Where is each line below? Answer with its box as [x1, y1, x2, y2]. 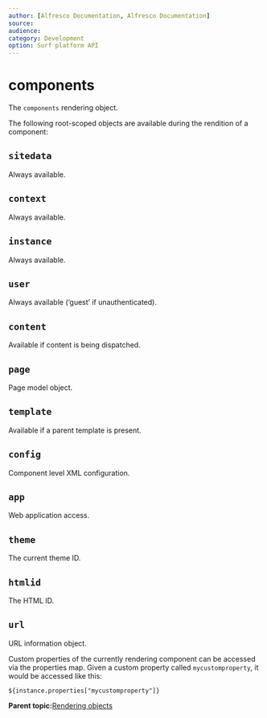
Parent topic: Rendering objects [8, 700, 113, 710]
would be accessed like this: [8, 671, 102, 680]
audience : [8, 27, 42, 35]
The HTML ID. [8, 596, 55, 605]
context [8, 193, 47, 205]
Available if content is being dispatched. [8, 340, 141, 350]
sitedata [8, 150, 52, 162]
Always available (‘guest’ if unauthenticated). [8, 297, 157, 307]
